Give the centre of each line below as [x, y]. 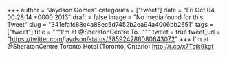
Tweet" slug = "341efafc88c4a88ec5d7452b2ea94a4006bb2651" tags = [110, 24]
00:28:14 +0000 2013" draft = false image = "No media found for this [105, 17]
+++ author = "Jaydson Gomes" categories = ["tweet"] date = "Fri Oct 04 [111, 10]
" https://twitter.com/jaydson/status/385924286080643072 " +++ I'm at [108, 39]
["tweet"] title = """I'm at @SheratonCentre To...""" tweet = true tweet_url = [114, 32]
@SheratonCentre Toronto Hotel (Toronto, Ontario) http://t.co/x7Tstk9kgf [110, 46]
